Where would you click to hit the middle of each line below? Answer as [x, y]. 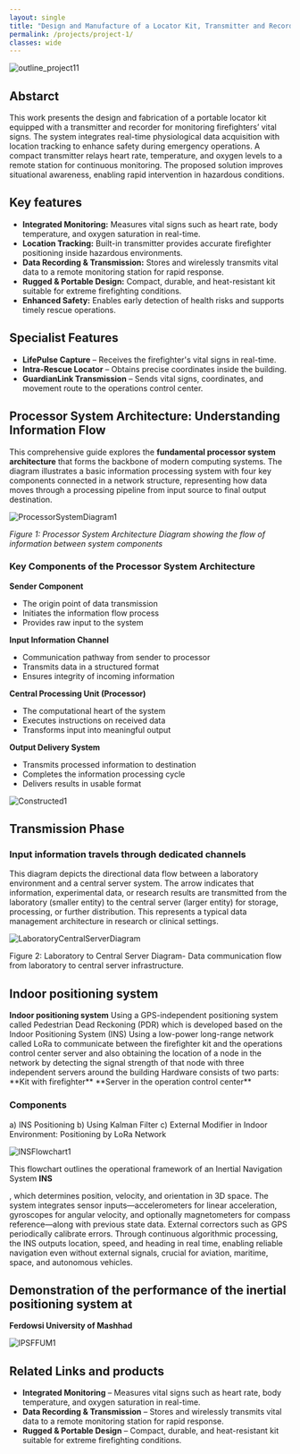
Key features [46, 203]
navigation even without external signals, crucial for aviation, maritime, [139, 1253]
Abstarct [34, 96]
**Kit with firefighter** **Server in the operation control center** [130, 1082]
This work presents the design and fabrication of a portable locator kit [138, 118]
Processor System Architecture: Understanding [145, 417]
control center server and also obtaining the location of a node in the [135, 1053]
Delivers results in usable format [81, 783]
